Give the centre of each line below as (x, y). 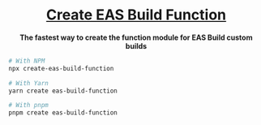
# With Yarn (28, 83)
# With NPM (27, 61)
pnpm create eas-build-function (63, 113)
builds (136, 45)
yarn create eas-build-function (63, 91)
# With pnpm (28, 106)
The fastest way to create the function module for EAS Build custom (136, 37)
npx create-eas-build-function (61, 68)
